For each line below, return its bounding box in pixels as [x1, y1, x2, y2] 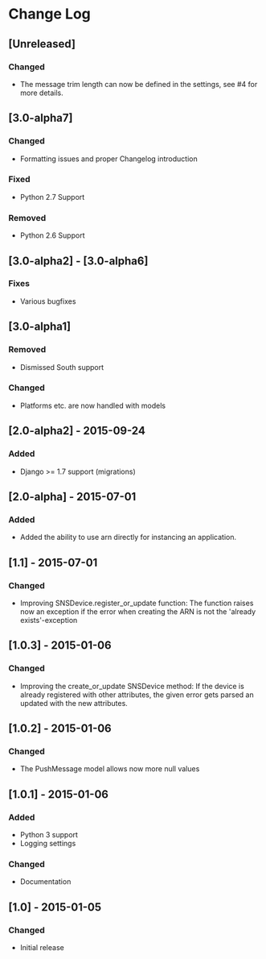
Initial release [19, 942, 64, 952]
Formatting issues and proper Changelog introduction [19, 154, 198, 164]
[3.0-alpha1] [8, 320, 71, 334]
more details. [19, 88, 64, 98]
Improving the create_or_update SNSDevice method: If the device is [19, 681, 245, 691]
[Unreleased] [8, 37, 76, 51]
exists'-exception [19, 615, 78, 625]
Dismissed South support [19, 362, 104, 372]
